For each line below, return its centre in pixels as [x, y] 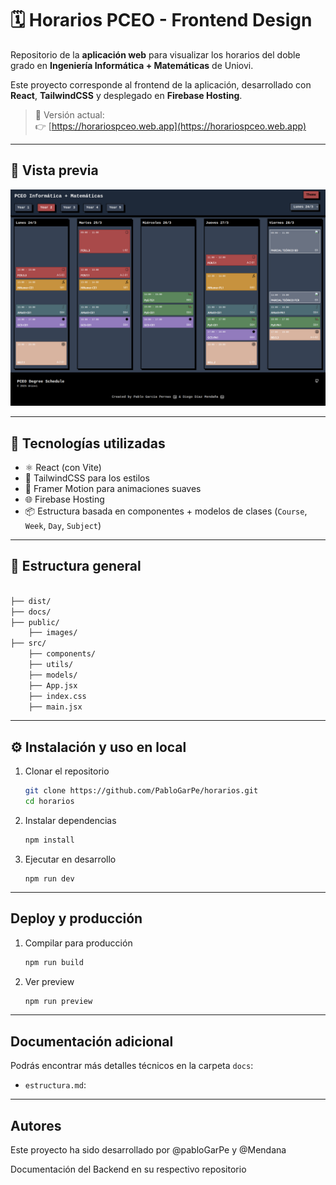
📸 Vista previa [54, 170]
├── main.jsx [55, 707]
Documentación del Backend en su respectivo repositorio [128, 1169]
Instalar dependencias [70, 820]
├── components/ [62, 654]
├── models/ [53, 675]
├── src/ [28, 643]
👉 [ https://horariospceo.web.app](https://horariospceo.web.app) [170, 126]
